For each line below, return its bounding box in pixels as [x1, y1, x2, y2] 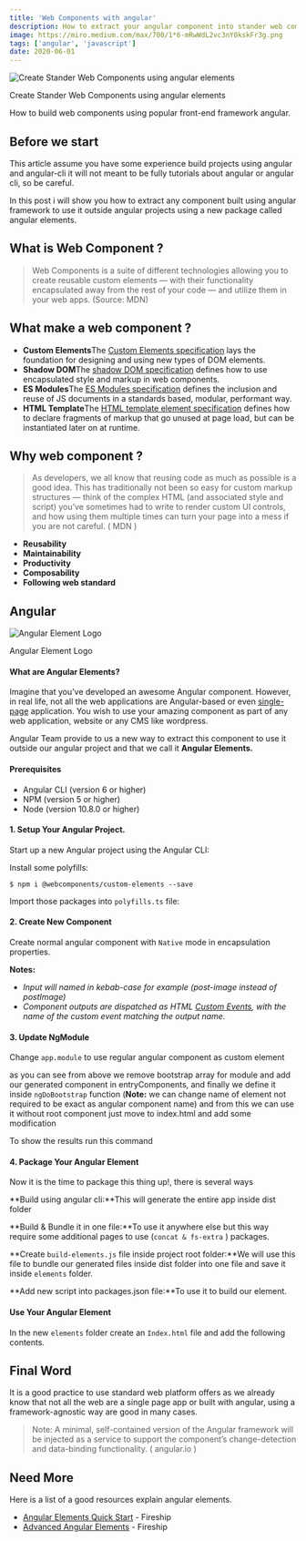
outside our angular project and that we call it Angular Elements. [9, 743, 253, 754]
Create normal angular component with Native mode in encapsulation [9, 937, 270, 947]
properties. [9, 946, 51, 957]
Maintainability [22, 548, 82, 559]
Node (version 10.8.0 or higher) [22, 803, 140, 814]
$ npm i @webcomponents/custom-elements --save [9, 880, 194, 889]
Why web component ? [9, 448, 143, 464]
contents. [9, 1336, 46, 1348]
